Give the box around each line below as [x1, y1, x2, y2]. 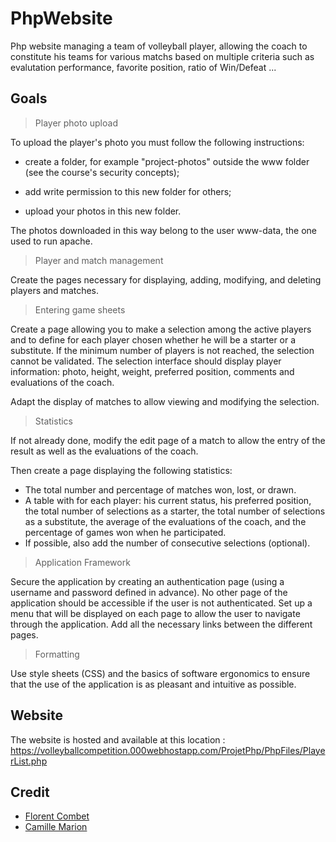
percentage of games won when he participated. [24, 526, 227, 538]
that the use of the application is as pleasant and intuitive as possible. [10, 678, 297, 690]
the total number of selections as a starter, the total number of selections [24, 505, 326, 517]
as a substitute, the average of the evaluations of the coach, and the [24, 515, 307, 527]
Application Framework [34, 556, 131, 568]
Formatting [34, 648, 80, 660]
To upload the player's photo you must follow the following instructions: [10, 136, 305, 148]
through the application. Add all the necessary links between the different [10, 618, 313, 630]
